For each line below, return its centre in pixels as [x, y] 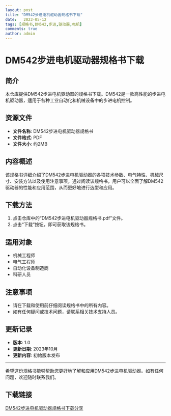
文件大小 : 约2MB [30, 144]
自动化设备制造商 [31, 268]
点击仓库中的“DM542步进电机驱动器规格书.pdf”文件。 [69, 218]
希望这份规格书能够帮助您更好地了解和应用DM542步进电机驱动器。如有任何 [84, 371]
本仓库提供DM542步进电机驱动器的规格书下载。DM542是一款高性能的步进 [83, 94]
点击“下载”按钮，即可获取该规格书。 [50, 225]
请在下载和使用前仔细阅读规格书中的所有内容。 [62, 306]
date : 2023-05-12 [26, 19]
